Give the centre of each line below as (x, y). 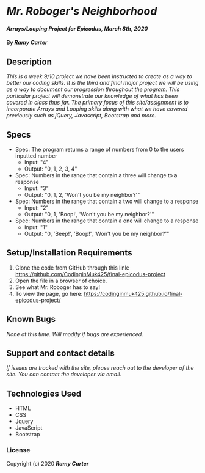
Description (29, 61)
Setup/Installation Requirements (69, 253)
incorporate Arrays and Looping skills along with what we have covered (97, 109)
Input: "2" (36, 208)
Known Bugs (31, 319)
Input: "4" (36, 162)
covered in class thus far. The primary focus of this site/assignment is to (98, 103)
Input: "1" (36, 227)
